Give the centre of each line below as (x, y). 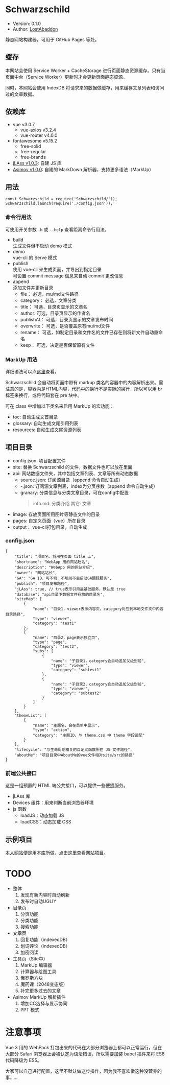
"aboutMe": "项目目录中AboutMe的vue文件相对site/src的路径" (75, 755)
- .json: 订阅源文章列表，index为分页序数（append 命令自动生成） (89, 486)
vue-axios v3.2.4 (38, 130)
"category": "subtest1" (76, 670)
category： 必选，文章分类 (48, 300)
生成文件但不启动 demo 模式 (42, 246)
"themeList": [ (31, 716)
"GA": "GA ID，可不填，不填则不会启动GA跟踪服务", (63, 578)
